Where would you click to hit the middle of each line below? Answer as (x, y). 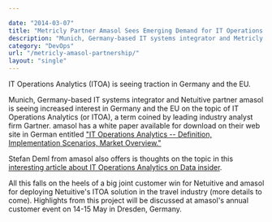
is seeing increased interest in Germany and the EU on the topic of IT (124, 108)
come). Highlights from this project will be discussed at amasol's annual (129, 200)
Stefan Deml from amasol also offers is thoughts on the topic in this (121, 159)
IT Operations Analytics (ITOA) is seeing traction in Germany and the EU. (130, 84)
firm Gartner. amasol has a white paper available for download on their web (134, 126)
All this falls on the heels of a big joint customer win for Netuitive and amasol (136, 183)
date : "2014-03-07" (41, 23)
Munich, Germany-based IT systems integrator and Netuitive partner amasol (136, 100)
